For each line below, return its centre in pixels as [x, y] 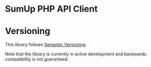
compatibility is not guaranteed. [37, 59]
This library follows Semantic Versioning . [46, 45]
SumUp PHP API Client [51, 9]
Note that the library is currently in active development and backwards [76, 54]
